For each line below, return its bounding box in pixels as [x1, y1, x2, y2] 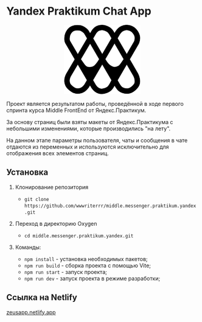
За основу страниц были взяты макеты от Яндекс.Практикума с [6, 119, 173, 126]
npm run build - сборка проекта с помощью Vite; [24, 262, 151, 269]
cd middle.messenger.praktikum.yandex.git [24, 233, 134, 239]
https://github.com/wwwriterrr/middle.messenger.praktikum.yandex [24, 203, 197, 209]
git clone [24, 196, 50, 202]
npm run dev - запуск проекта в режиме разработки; [24, 275, 161, 282]
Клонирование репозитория [15, 183, 89, 191]
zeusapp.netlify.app [6, 309, 56, 316]
